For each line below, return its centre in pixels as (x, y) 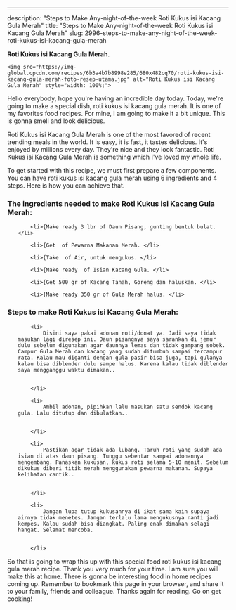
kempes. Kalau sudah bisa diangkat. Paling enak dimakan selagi (113, 524)
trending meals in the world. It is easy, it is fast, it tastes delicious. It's (107, 142)
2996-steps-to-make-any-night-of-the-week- (151, 33)
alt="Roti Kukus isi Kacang (174, 79)
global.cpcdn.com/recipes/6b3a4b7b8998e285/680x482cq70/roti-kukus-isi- (116, 73)
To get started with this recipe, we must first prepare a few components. (112, 170)
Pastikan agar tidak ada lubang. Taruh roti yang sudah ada (133, 450)
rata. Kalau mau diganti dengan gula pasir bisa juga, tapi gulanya (120, 358)
